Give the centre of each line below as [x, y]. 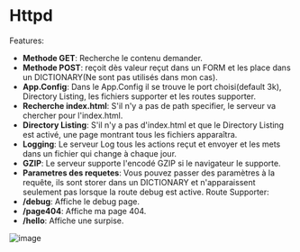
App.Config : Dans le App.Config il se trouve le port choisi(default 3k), [152, 86]
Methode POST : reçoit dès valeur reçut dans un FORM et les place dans [156, 67]
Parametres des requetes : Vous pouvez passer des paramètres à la [149, 173]
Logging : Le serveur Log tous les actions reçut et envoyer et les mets [151, 144]
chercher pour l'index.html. [73, 115]
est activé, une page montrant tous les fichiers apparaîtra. [130, 134]
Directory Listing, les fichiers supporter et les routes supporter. [139, 96]
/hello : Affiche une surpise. [73, 220]
